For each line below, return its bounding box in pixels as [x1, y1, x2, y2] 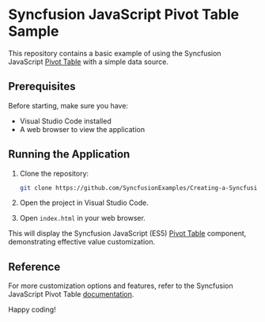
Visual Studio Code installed [19, 116, 112, 126]
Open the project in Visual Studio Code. [19, 198, 149, 207]
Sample [8, 22, 59, 40]
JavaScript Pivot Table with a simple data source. [8, 57, 168, 66]
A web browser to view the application [19, 124, 145, 134]
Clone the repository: [19, 169, 89, 178]
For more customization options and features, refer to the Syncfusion [8, 281, 233, 290]
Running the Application [8, 148, 131, 161]
